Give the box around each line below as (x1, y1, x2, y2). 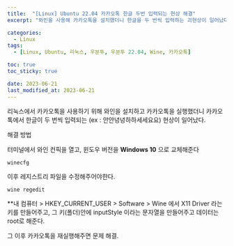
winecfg (7, 159, 30, 166)
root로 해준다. (7, 217, 45, 225)
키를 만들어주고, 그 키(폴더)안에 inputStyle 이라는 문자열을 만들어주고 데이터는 (7, 208, 219, 216)
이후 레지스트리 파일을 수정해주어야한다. (7, 172, 116, 180)
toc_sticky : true (7, 68, 58, 75)
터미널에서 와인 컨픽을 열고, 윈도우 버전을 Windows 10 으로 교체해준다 (7, 145, 200, 153)
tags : (7, 43, 23, 49)
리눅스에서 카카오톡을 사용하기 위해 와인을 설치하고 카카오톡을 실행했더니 (7, 107, 205, 115)
